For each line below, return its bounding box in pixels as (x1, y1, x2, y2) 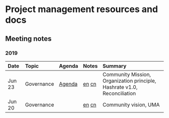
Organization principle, (102, 77, 156, 84)
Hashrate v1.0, (102, 83, 138, 90)
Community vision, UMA (102, 101, 160, 108)
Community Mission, (102, 71, 151, 78)
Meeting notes (5, 34, 52, 43)
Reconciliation (102, 90, 136, 97)
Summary (102, 62, 127, 69)
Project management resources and (5, 4, 158, 15)
